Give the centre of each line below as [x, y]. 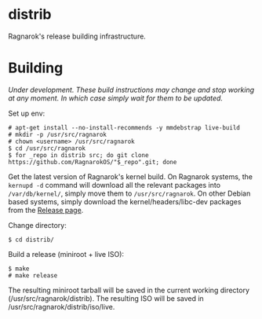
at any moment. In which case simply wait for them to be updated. [116, 98]
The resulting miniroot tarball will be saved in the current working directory [129, 290]
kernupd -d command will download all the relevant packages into [115, 185]
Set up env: [27, 113]
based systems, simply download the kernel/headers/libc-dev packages [125, 201]
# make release [33, 275]
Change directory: [37, 225]
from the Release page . [46, 210]
